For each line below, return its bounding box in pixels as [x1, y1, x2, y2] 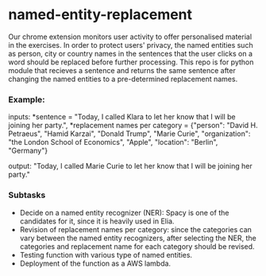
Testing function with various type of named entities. [19, 250, 193, 259]
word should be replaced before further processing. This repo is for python [8, 57, 254, 67]
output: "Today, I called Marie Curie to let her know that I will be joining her [8, 161, 253, 171]
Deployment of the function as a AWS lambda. [19, 259, 172, 268]
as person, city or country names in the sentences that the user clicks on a [8, 49, 253, 58]
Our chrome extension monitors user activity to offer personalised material [8, 32, 253, 41]
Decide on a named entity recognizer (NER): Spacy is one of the [19, 208, 229, 217]
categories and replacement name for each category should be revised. [19, 241, 256, 251]
